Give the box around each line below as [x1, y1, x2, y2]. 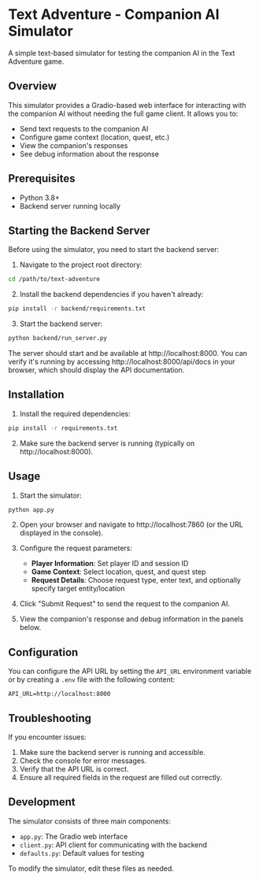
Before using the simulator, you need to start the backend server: [8, 245, 220, 254]
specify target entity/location [31, 584, 125, 594]
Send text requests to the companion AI [19, 124, 149, 133]
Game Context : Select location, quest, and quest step [31, 567, 206, 576]
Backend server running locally [19, 201, 120, 210]
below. [19, 623, 42, 632]
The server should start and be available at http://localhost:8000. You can [8, 349, 248, 357]
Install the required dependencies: [19, 409, 131, 418]
